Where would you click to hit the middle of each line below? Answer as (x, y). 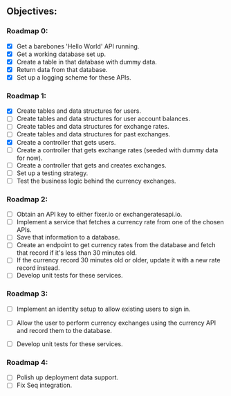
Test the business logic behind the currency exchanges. (96, 181)
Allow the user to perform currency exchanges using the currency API (116, 323)
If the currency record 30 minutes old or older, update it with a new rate (118, 260)
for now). (29, 158)
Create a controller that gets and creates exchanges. (91, 165)
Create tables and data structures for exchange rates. (93, 127)
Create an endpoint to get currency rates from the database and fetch (116, 245)
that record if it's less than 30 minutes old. (77, 253)
